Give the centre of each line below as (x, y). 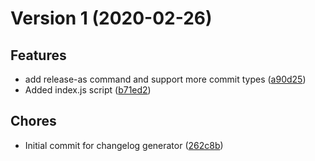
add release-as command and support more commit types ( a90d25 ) (165, 79)
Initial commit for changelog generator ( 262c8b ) (124, 145)
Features (38, 55)
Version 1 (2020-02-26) (111, 18)
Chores (33, 121)
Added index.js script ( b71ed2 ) (88, 90)
